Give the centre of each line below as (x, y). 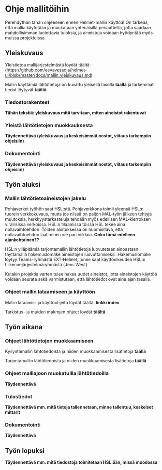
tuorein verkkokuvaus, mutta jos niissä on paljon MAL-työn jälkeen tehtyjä (79, 214)
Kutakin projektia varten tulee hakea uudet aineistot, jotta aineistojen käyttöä (81, 274)
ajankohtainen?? (22, 240)
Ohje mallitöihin (37, 9)
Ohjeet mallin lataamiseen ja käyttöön (50, 292)
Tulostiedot (19, 396)
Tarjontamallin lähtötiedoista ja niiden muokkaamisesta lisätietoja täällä (76, 361)
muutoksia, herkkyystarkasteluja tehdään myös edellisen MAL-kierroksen (78, 219)
